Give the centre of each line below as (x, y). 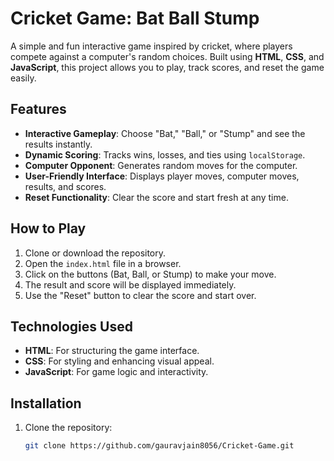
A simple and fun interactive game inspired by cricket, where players (151, 46)
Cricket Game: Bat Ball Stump (135, 18)
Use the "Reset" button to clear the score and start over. (140, 295)
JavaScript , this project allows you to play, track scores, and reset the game (167, 67)
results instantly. (58, 144)
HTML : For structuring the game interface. (112, 351)
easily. (23, 78)
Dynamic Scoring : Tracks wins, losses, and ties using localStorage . (165, 154)
